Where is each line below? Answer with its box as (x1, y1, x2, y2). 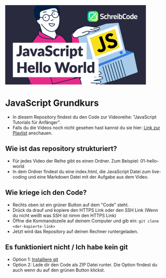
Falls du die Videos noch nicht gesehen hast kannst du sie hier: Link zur (12, 125, 160, 131)
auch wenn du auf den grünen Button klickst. (12, 267, 105, 273)
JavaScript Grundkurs (5, 97, 99, 109)
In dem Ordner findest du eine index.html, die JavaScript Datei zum (12, 168, 151, 175)
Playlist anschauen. (12, 130, 52, 136)
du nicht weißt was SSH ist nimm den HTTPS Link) (12, 212, 116, 218)
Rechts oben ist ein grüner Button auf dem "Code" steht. (12, 202, 129, 208)
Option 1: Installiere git (12, 256, 58, 262)
